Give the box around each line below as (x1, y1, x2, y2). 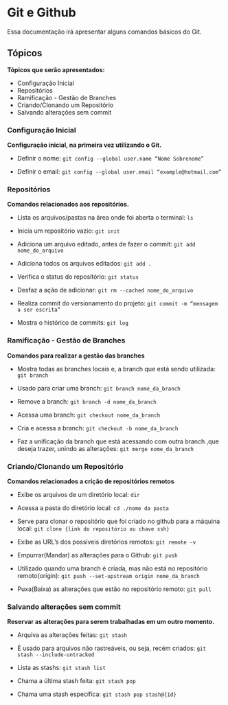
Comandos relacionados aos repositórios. (7, 200, 129, 209)
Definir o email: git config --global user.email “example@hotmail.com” (16, 167, 222, 176)
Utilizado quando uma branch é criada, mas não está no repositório (16, 564, 208, 573)
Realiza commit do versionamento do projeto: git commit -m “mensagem (16, 299, 218, 308)
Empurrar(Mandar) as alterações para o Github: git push (16, 551, 178, 559)
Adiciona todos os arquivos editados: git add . (16, 259, 152, 268)
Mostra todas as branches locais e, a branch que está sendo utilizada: (16, 365, 216, 373)
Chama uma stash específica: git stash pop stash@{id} (16, 690, 177, 698)
